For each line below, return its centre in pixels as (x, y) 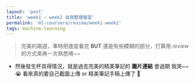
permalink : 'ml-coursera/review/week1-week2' (64, 23)
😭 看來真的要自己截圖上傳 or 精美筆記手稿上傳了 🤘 (77, 74)
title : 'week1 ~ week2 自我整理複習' (51, 17)
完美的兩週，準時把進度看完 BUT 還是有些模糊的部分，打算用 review (105, 46)
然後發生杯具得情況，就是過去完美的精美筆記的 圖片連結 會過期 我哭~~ (102, 66)
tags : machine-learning (36, 28)
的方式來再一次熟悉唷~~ (51, 54)
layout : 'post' (25, 12)
